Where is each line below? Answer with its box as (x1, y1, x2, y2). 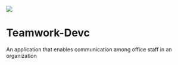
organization (6, 52, 37, 59)
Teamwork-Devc (6, 26, 90, 40)
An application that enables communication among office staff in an (6, 45, 173, 53)
